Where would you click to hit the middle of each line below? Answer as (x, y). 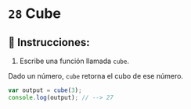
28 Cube (34, 14)
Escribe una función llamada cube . (74, 61)
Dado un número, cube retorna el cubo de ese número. (96, 76)
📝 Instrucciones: (49, 42)
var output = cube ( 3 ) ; (45, 90)
